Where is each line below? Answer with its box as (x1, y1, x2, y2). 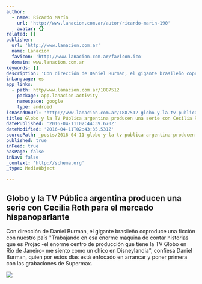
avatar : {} (17, 25, 44, 32)
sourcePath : (6, 132, 36, 138)
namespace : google (17, 98, 63, 104)
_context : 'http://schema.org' (6, 160, 85, 166)
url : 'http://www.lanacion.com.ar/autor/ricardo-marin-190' (17, 20, 171, 26)
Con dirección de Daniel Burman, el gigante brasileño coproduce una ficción (6, 227, 195, 235)
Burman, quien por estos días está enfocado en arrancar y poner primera (6, 253, 188, 261)
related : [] (6, 31, 36, 37)
